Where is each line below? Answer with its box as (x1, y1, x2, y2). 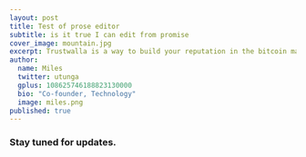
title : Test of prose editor (9, 22, 120, 31)
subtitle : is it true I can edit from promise (9, 30, 189, 39)
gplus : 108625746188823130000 (17, 81, 132, 90)
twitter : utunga (17, 73, 79, 82)
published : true (9, 106, 71, 115)
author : (9, 55, 39, 64)
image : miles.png (17, 97, 84, 107)
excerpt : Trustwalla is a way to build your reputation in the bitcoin (9, 47, 287, 56)
